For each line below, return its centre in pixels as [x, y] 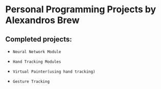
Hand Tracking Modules [37, 62]
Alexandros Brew [42, 20]
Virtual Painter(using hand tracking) [54, 72]
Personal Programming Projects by [81, 9]
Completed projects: [39, 39]
